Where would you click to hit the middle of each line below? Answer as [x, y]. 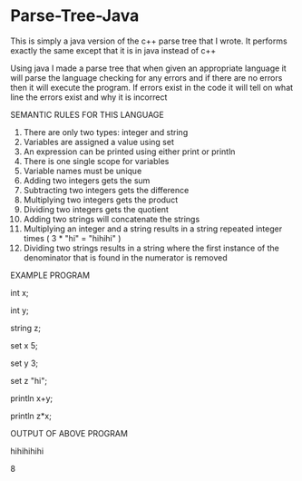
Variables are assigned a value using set [99, 142]
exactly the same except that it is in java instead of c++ [113, 50]
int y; [20, 310]
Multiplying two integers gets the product [101, 200]
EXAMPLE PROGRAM [50, 275]
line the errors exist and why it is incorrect [89, 97]
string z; [26, 328]
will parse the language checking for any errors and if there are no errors [146, 77]
